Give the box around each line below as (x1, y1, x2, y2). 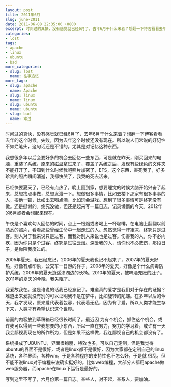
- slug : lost (5, 69, 33, 74)
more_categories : (5, 64, 42, 69)
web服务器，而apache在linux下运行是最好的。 (5, 365, 102, 371)
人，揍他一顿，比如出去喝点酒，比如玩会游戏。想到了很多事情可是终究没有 (5, 197, 161, 203)
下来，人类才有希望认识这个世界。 (5, 306, 77, 312)
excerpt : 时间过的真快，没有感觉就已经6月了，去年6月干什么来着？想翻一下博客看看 (5, 26, 159, 32)
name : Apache (10, 87, 38, 93)
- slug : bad (5, 111, 31, 117)
